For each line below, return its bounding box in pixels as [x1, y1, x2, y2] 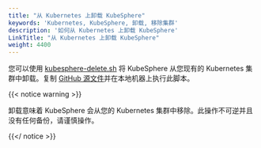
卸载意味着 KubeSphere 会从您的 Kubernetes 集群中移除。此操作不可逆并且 [8, 106, 253, 116]
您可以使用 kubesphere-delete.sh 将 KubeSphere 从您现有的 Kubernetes [8, 64, 244, 74]
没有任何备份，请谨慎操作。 [8, 116, 99, 125]
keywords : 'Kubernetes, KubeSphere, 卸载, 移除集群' [8, 19, 179, 27]
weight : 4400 [8, 41, 51, 49]
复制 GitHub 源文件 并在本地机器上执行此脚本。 [42, 74, 195, 83]
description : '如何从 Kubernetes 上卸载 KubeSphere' [8, 26, 179, 34]
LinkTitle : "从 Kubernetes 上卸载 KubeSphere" [8, 33, 160, 42]
